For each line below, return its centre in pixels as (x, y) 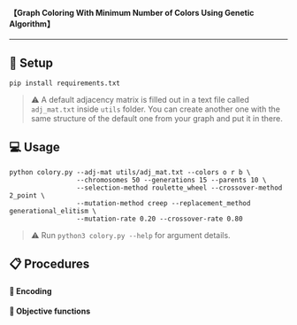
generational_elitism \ (53, 211)
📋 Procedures (49, 264)
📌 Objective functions (50, 311)
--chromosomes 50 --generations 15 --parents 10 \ (171, 180)
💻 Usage (34, 147)
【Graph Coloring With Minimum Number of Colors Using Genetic (132, 12)
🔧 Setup (31, 62)
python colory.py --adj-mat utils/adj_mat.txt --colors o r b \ (130, 172)
